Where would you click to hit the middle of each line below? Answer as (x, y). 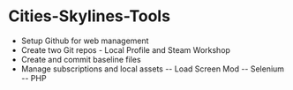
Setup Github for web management (85, 41)
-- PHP (34, 78)
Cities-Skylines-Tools (90, 16)
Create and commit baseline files (81, 59)
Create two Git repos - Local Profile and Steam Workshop (126, 49)
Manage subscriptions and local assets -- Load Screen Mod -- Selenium (152, 69)
